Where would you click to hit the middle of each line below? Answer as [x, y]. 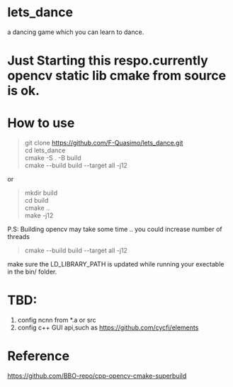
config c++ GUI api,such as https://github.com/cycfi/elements [108, 327]
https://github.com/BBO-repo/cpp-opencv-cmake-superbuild [97, 376]
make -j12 [39, 215]
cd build [36, 201]
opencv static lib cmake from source [117, 76]
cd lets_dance [45, 150]
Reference [38, 356]
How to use [41, 123]
